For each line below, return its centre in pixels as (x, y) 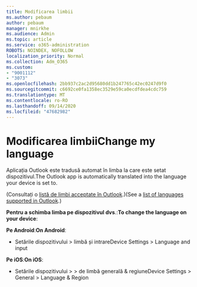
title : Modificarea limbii (40, 12)
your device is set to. (32, 183)
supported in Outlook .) (34, 201)
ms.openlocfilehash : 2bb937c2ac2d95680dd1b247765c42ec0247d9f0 (87, 84)
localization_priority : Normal (45, 56)
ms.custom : (20, 67)
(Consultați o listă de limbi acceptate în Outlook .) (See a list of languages (95, 195)
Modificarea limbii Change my (81, 141)
